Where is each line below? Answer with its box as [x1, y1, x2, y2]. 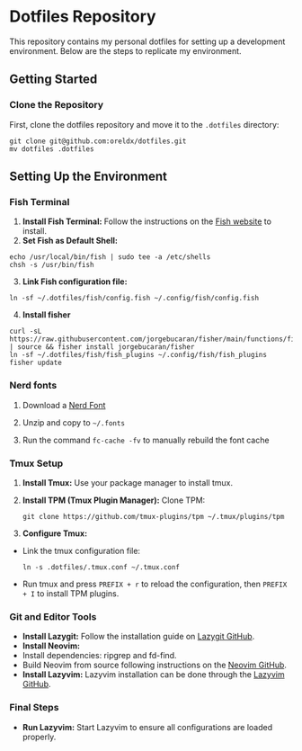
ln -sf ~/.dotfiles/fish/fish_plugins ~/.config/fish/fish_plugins [9, 351, 268, 360]
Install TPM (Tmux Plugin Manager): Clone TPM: [22, 495, 206, 505]
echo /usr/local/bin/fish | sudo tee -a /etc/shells [9, 253, 211, 262]
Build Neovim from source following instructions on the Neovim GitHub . [22, 659, 288, 671]
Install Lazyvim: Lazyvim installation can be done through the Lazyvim [22, 669, 285, 680]
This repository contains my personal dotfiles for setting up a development [9, 36, 286, 47]
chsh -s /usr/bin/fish [9, 261, 94, 270]
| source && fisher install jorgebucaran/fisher [9, 343, 195, 352]
